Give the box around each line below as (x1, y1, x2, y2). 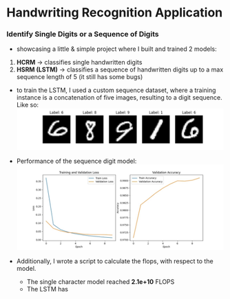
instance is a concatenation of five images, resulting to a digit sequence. (16, 93, 222, 102)
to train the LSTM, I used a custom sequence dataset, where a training (16, 86, 216, 94)
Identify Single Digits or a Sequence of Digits (6, 30, 159, 39)
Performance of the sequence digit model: (16, 157, 137, 165)
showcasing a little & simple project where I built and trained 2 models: (16, 45, 218, 53)
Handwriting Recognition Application (6, 5, 223, 21)
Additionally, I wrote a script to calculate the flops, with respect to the (16, 257, 214, 265)
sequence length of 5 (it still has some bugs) (16, 73, 143, 81)
